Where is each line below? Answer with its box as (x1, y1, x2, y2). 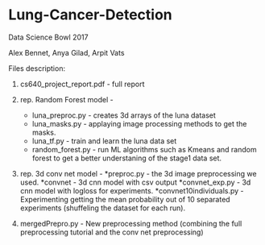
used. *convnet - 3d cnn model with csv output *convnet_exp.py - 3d (19, 177, 251, 187)
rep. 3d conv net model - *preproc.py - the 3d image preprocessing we (19, 168, 257, 178)
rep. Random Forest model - (19, 94, 114, 104)
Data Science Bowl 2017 (8, 32, 89, 42)
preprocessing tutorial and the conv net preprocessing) (19, 227, 204, 237)
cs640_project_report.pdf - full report (19, 79, 145, 89)
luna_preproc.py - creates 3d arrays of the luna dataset (31, 110, 216, 120)
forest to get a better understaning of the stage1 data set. (31, 153, 222, 163)
